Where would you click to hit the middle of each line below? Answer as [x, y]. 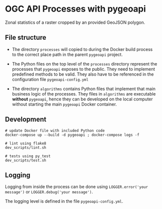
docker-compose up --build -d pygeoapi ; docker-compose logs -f [72, 135]
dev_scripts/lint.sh [26, 147]
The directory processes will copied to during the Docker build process [82, 49]
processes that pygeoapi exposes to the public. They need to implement [83, 69]
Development [26, 120]
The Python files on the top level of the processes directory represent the [84, 64]
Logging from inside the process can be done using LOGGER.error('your [77, 187]
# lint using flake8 [26, 143]
